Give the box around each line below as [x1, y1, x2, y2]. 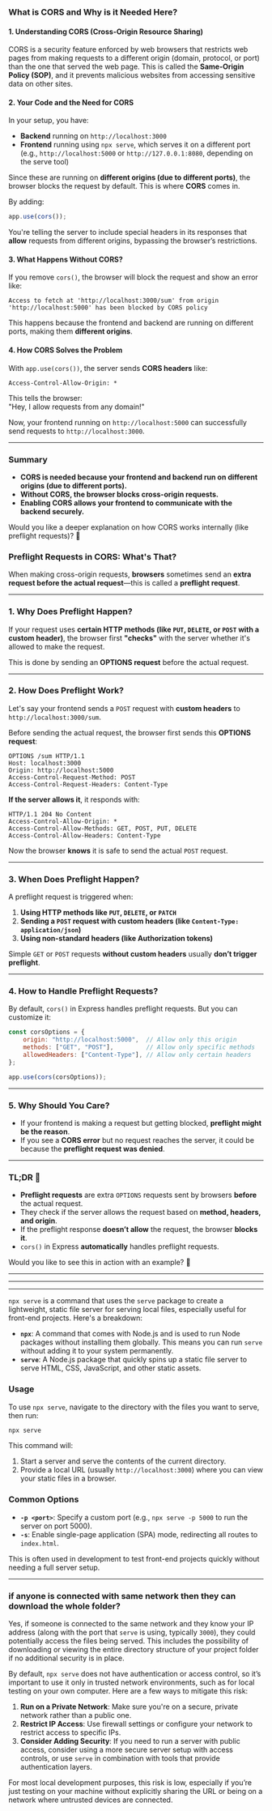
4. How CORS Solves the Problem [8, 345, 123, 355]
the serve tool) [19, 157, 70, 167]
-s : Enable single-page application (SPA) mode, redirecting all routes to [19, 1529, 258, 1539]
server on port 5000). [19, 1521, 93, 1531]
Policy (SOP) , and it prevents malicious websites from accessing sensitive [8, 70, 256, 80]
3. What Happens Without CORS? [8, 254, 123, 264]
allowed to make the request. [8, 641, 105, 651]
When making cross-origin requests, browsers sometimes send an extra [8, 569, 252, 579]
